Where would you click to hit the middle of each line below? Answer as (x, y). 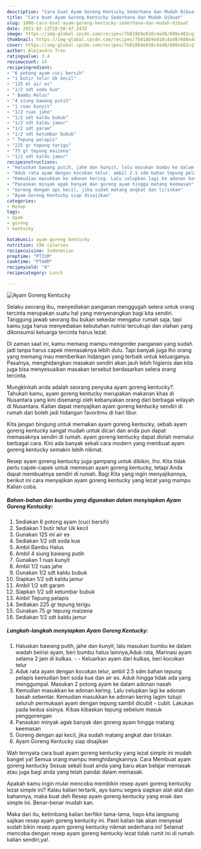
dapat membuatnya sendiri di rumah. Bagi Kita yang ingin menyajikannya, (97, 474)
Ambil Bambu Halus (40, 547)
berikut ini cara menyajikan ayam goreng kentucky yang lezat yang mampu (99, 480)
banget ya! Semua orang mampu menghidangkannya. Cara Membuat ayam (99, 759)
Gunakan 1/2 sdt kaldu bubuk (51, 573)
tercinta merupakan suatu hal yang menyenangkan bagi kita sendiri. (90, 313)
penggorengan (34, 716)
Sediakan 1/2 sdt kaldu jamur (51, 617)
